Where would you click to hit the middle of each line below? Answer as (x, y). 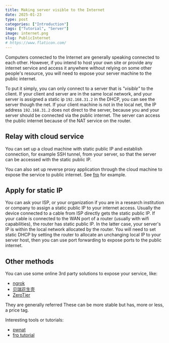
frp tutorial (23, 335)
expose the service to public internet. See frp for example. (66, 174)
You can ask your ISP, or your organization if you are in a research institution (85, 203)
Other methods (30, 261)
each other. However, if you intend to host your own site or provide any (79, 62)
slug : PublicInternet (28, 38)
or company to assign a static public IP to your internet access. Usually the (83, 208)
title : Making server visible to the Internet (55, 10)
